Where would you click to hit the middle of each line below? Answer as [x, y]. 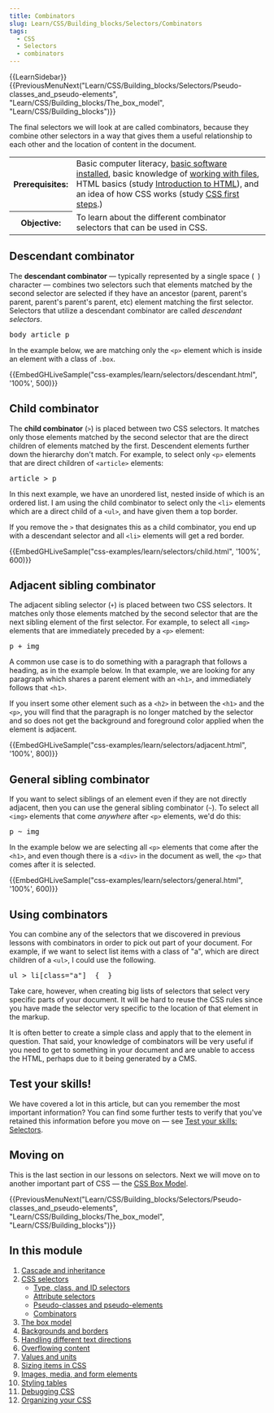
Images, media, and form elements [79, 1374]
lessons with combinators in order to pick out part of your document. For [131, 943]
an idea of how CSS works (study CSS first [158, 194]
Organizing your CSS [56, 1400]
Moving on [37, 1155]
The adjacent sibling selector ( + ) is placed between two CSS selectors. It [131, 605]
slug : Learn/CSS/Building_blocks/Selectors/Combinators [106, 24]
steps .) [89, 204]
